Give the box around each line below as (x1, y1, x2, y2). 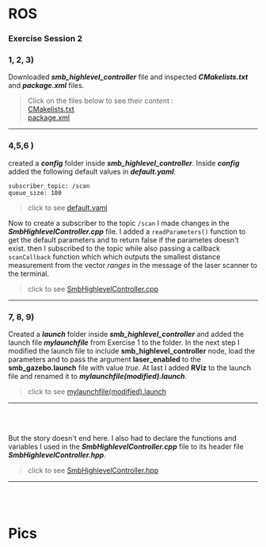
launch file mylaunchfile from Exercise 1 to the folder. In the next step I (8, 338, 240, 347)
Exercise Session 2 (8, 33, 83, 44)
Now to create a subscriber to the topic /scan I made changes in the (8, 218, 230, 228)
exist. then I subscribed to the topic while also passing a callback (8, 243, 220, 253)
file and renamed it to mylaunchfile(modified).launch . (8, 372, 188, 381)
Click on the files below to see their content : (27, 96, 174, 105)
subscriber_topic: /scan (8, 182, 90, 190)
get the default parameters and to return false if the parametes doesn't (8, 235, 239, 244)
